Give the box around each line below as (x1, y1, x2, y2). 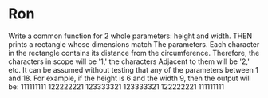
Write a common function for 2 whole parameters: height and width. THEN (8, 31, 253, 41)
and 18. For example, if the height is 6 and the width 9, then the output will (8, 73, 251, 83)
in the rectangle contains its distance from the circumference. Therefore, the (8, 48, 260, 57)
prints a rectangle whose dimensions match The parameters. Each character (8, 39, 260, 49)
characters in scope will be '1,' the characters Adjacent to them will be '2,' (8, 57, 250, 66)
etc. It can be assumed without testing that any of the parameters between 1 (8, 65, 259, 74)
